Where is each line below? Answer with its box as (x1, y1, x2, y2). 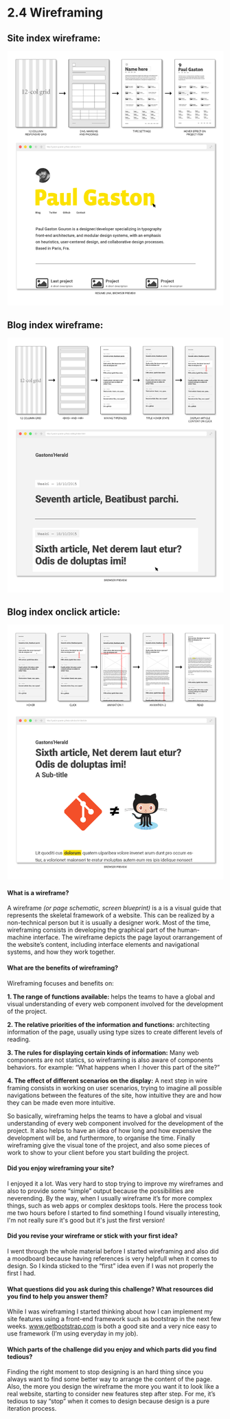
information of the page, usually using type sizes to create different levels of (7, 1028, 223, 1036)
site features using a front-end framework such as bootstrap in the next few (7, 1315, 222, 1323)
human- (177, 926, 200, 935)
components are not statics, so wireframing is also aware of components (7, 1056, 214, 1064)
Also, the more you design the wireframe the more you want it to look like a (7, 1382, 220, 1391)
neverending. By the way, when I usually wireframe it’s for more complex (7, 1194, 213, 1202)
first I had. (7, 1269, 36, 1277)
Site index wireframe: (7, 32, 101, 44)
